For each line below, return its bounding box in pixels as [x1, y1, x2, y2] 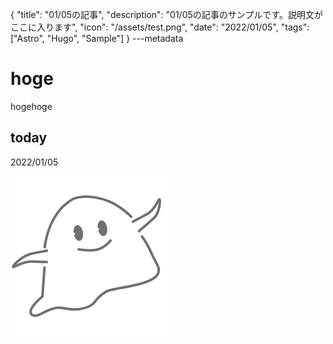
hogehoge [10, 100, 53, 112]
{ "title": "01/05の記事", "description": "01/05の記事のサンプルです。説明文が [10, 9, 323, 20]
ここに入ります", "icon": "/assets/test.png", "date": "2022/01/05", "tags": [10, 21, 310, 33]
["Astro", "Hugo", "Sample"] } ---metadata [10, 33, 184, 44]
